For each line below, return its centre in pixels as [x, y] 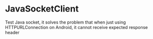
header [12, 32]
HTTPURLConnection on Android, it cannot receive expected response [76, 27]
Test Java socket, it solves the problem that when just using [65, 22]
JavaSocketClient [42, 9]
